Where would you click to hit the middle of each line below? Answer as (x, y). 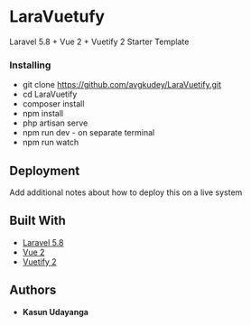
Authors (33, 290)
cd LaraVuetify (50, 94)
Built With (37, 221)
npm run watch (51, 143)
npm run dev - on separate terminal (88, 133)
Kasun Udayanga (55, 312)
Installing (30, 65)
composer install (53, 104)
